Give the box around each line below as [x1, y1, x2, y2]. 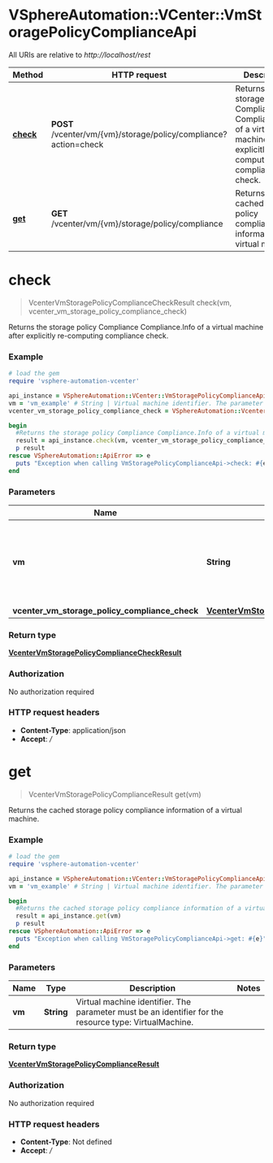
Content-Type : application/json [19, 725, 126, 735]
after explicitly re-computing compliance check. [8, 331, 169, 341]
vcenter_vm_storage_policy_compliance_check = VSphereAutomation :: [8, 406, 242, 415]
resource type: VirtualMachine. [76, 1017, 194, 1028]
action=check [51, 138, 104, 150]
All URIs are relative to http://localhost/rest [8, 50, 151, 59]
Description [129, 983, 176, 994]
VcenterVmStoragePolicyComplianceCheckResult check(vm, [28, 297, 232, 307]
